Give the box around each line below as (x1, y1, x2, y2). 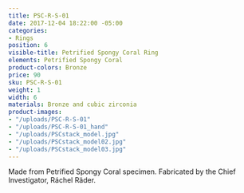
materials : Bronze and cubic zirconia (8, 100, 137, 108)
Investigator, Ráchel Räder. (8, 175, 96, 185)
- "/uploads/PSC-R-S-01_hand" (8, 123, 109, 131)
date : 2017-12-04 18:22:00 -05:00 (8, 19, 124, 27)
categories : (8, 26, 48, 34)
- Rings (8, 33, 34, 42)
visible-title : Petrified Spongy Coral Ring (8, 49, 159, 57)
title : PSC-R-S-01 (8, 11, 69, 20)
